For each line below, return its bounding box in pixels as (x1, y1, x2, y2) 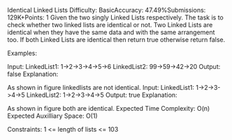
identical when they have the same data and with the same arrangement (7, 28, 215, 36)
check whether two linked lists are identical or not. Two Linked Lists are (7, 21, 213, 29)
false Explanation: (7, 70, 59, 78)
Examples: (7, 49, 37, 57)
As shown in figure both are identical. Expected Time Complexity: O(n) (7, 104, 210, 112)
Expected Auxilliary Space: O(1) (7, 111, 98, 120)
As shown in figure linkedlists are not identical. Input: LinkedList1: (7, 84, 194, 91)
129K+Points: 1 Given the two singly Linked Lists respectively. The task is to (7, 13, 224, 22)
